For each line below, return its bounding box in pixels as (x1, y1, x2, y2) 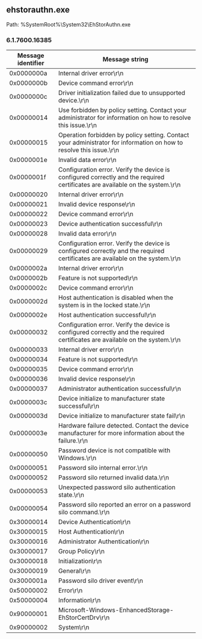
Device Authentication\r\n (58, 518, 131, 526)
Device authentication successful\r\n (58, 220, 163, 228)
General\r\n (58, 567, 91, 575)
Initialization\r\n (58, 557, 102, 566)
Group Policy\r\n (58, 547, 105, 556)
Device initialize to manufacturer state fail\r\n (58, 412, 185, 420)
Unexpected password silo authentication (58, 483, 176, 491)
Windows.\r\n (58, 454, 97, 463)
